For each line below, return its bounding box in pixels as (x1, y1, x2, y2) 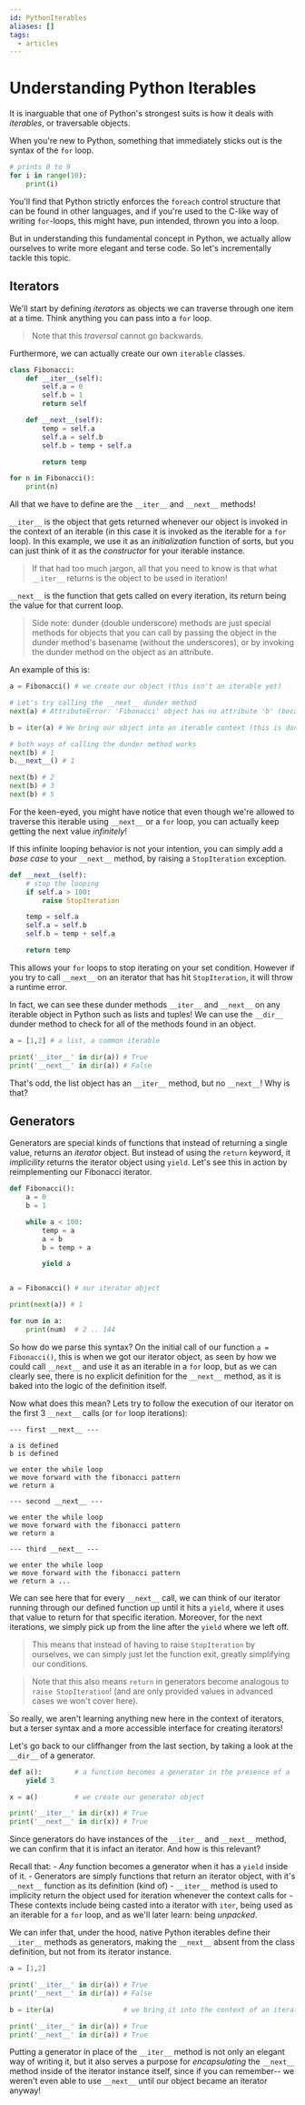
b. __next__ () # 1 (9, 756, 75, 765)
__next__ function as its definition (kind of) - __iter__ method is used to (9, 1880, 279, 1891)
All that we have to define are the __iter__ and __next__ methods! (9, 499, 256, 510)
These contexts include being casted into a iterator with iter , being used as (9, 1899, 293, 1911)
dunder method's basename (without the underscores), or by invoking (31, 637, 295, 648)
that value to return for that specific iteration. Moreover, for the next (9, 1612, 262, 1623)
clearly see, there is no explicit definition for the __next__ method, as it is (9, 1371, 281, 1381)
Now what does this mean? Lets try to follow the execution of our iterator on (9, 1398, 294, 1409)
